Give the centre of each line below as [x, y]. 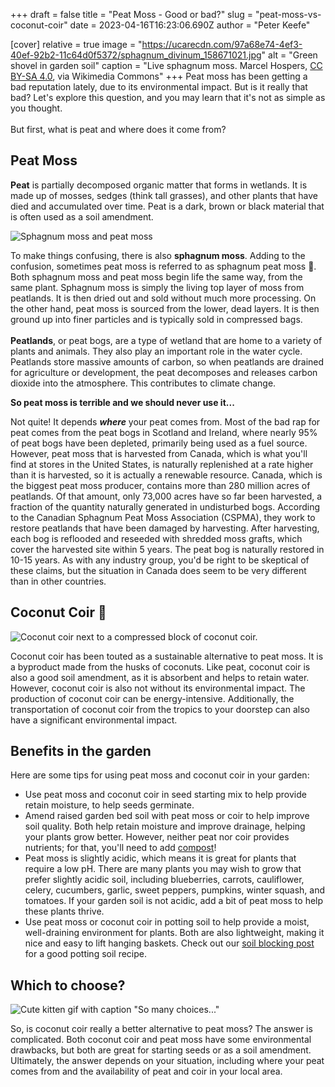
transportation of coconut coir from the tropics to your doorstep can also [160, 709]
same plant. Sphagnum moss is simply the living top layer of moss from [157, 287]
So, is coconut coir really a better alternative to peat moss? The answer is [161, 1029]
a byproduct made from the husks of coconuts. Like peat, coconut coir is [160, 666]
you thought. [36, 108]
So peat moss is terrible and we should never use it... [122, 402]
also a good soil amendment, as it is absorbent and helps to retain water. [160, 677]
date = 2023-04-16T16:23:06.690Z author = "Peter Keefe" [190, 25]
